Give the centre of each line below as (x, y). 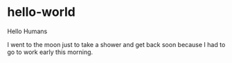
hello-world (42, 12)
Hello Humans (27, 31)
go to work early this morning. (50, 52)
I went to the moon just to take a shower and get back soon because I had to (116, 44)
